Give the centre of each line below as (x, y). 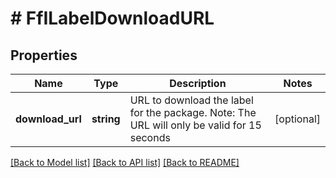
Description (198, 83)
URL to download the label (191, 100)
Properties (44, 55)
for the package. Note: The (193, 112)
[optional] (297, 119)
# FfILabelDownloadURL (112, 18)
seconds (150, 137)
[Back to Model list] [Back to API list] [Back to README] (125, 162)
